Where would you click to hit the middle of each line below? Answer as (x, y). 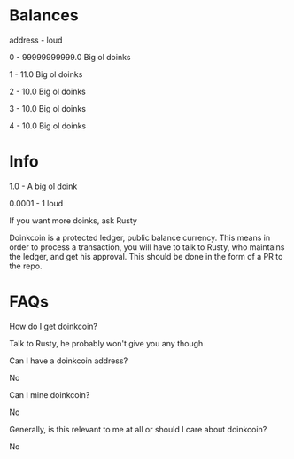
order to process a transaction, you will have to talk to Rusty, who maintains (147, 247)
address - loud (36, 40)
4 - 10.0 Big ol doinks (48, 126)
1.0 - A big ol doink (43, 186)
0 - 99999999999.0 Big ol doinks (70, 57)
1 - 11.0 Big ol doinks (46, 74)
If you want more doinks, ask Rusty (73, 220)
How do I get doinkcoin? (54, 326)
